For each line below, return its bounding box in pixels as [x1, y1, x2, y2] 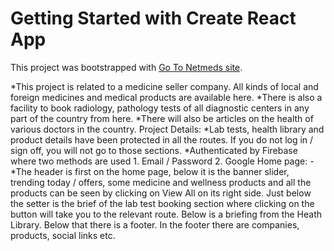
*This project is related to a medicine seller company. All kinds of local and [10, 80, 319, 92]
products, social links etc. [10, 229, 116, 241]
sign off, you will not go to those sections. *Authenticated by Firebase [10, 144, 298, 156]
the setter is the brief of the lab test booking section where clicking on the [10, 197, 315, 209]
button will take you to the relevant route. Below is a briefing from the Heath [10, 208, 323, 220]
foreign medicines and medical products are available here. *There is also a [10, 91, 323, 103]
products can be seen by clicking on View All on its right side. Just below [10, 187, 312, 199]
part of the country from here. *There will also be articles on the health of [10, 112, 314, 124]
